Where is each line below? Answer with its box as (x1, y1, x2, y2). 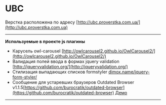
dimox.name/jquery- (108, 69, 150, 75)
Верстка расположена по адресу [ (5, 19, 78, 25)
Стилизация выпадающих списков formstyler (12, 69, 108, 75)
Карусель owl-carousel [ (12, 48, 64, 54)
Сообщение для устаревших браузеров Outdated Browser (12, 79, 134, 85)
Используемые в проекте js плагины (5, 38, 85, 44)
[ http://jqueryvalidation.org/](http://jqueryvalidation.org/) (12, 63, 128, 69)
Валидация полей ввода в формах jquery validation (12, 58, 120, 64)
